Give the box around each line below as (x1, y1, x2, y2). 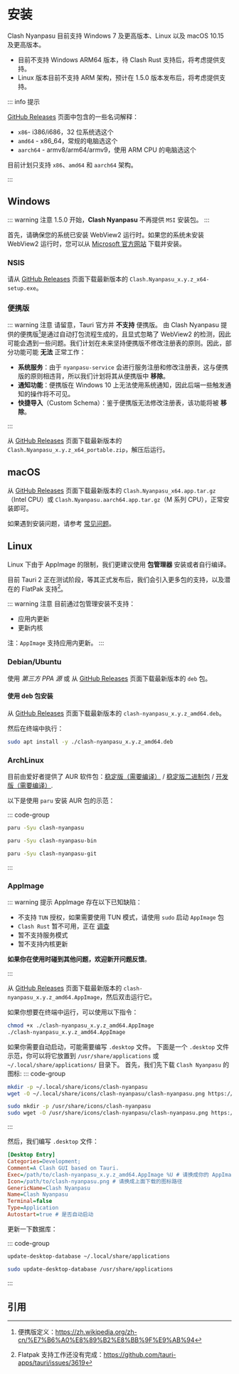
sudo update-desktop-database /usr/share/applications (7, 1266, 174, 1273)
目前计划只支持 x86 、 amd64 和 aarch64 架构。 (7, 160, 137, 169)
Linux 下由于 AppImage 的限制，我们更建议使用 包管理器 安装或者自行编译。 (7, 560, 230, 569)
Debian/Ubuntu (7, 657, 62, 667)
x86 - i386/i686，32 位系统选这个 (17, 128, 114, 136)
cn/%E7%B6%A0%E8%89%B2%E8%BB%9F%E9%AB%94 (17, 1336, 195, 1344)
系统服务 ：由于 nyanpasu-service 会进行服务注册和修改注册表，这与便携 (17, 363, 229, 371)
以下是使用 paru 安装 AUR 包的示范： (7, 796, 115, 805)
